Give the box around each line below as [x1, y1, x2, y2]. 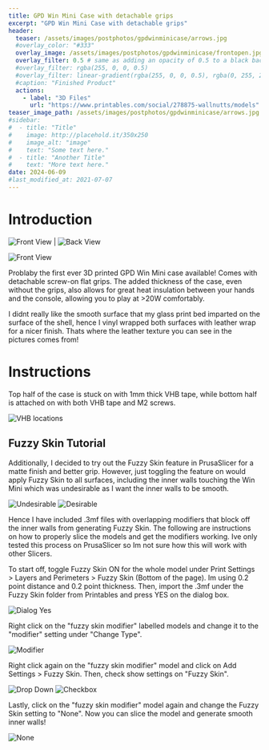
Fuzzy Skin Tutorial [8, 436, 106, 450]
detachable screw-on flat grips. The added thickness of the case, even [8, 276, 243, 286]
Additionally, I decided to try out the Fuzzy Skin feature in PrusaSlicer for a [8, 458, 254, 468]
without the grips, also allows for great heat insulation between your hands [8, 285, 255, 294]
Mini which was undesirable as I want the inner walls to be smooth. [8, 483, 230, 493]
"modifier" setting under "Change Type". [8, 629, 143, 639]
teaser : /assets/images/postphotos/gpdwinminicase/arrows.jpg [15, 34, 227, 43]
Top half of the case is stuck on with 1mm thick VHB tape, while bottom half [8, 389, 258, 399]
